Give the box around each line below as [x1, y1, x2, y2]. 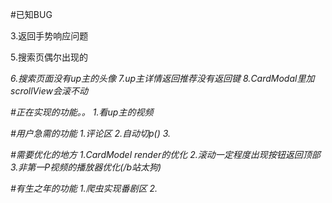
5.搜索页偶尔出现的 [10, 51, 88, 63]
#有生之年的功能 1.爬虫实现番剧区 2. [10, 183, 158, 194]
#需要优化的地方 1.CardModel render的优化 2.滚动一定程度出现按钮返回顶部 [10, 149, 321, 160]
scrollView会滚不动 [10, 85, 88, 97]
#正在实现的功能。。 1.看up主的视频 [10, 106, 154, 118]
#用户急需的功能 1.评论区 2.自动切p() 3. [10, 128, 172, 139]
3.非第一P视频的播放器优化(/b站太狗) [10, 161, 162, 173]
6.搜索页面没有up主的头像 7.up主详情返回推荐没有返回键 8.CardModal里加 [10, 73, 315, 84]
